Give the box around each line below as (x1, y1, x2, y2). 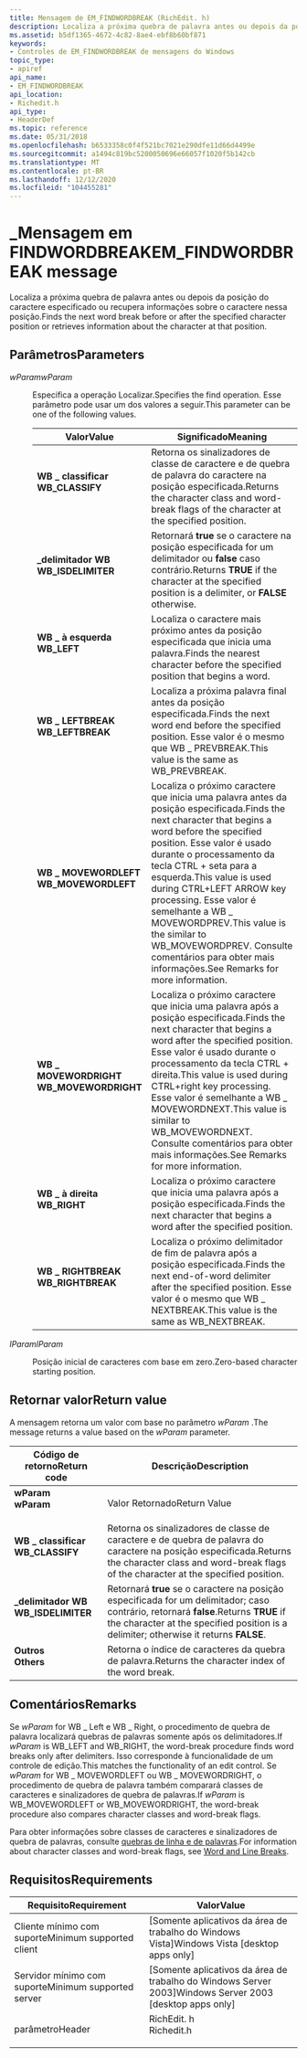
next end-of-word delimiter (151, 1269, 271, 1282)
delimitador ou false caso (151, 552, 260, 565)
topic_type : (9, 56, 55, 65)
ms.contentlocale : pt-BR (9, 166, 104, 175)
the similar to (151, 928, 207, 940)
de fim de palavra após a (151, 1246, 258, 1259)
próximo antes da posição (151, 623, 262, 636)
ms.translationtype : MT (9, 157, 101, 167)
